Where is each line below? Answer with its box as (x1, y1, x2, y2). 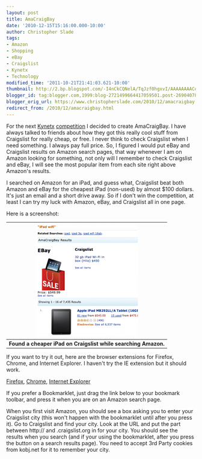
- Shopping (6, 48, 34, 54)
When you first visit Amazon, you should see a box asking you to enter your (6, 408, 194, 414)
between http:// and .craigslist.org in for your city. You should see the (6, 427, 179, 434)
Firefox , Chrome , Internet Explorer (6, 378, 91, 385)
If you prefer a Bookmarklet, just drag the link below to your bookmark (6, 390, 180, 396)
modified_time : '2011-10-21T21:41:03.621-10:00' (6, 80, 130, 86)
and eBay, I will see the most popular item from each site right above (6, 160, 176, 168)
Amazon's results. (6, 167, 51, 174)
